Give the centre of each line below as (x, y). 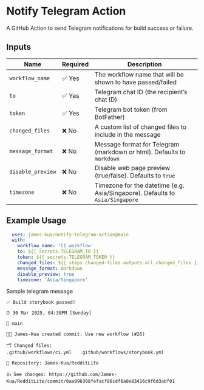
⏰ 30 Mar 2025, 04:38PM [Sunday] (49, 313)
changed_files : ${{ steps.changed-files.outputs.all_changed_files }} (108, 262)
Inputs (19, 47)
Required (75, 64)
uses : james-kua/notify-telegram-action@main (70, 234)
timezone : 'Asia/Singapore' (53, 280)
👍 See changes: (26, 375)
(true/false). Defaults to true (135, 176)
